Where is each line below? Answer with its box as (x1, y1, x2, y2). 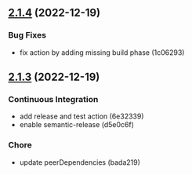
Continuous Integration (8, 94, 99, 104)
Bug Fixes (8, 30, 47, 41)
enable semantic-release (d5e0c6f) (19, 120, 135, 129)
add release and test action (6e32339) (19, 111, 144, 121)
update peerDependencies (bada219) (19, 157, 141, 167)
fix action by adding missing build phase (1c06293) (19, 47, 185, 57)
